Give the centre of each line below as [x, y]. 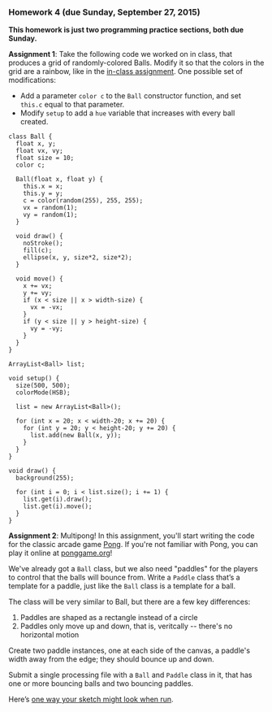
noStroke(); [43, 243]
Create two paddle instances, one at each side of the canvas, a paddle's [129, 651]
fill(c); [38, 250]
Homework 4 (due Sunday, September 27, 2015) [104, 12]
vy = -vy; [46, 329]
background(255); [45, 478]
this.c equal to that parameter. [72, 105]
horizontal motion [50, 635]
